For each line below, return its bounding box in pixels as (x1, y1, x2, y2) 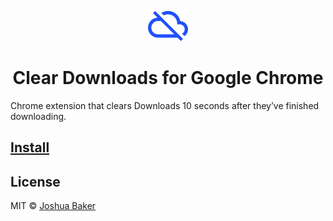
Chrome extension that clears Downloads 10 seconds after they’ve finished (10, 99, 320, 111)
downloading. (10, 110, 67, 122)
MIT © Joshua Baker (10, 200, 97, 212)
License (10, 173, 61, 190)
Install (10, 139, 50, 156)
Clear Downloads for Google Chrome (12, 67, 324, 90)
